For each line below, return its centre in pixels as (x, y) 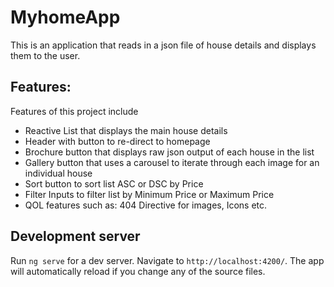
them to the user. (45, 55)
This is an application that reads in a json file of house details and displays (163, 45)
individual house (58, 173)
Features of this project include (74, 111)
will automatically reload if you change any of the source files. (138, 271)
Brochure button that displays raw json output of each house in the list (169, 152)
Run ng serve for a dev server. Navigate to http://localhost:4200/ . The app (167, 260)
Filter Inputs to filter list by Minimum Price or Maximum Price (149, 194)
